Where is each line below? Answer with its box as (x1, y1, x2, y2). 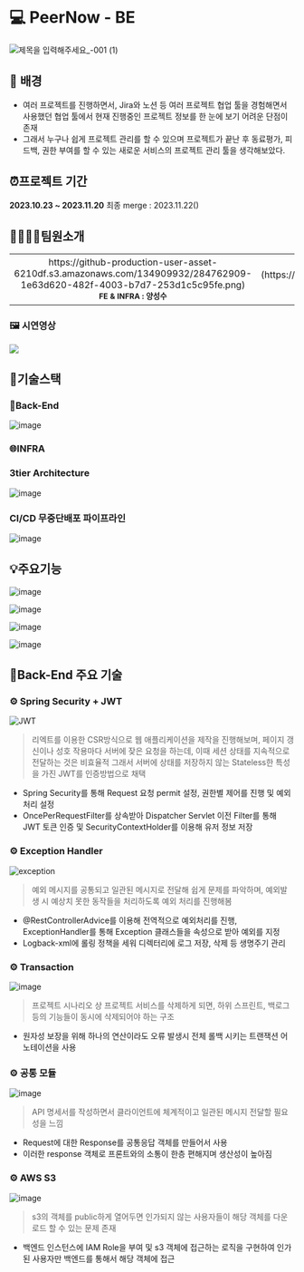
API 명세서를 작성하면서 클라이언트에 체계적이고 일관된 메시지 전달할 (31, 1107, 272, 1118)
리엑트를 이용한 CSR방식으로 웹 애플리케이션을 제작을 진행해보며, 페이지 (31, 734, 285, 745)
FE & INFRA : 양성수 (99, 291, 167, 302)
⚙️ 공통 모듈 (9, 1066, 57, 1079)
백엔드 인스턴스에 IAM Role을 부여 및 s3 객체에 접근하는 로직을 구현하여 (22, 1241, 275, 1252)
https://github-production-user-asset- (48, 256, 218, 268)
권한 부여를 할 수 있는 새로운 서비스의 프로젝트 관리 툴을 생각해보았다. (42, 144, 286, 155)
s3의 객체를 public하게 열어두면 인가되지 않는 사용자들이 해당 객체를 (31, 1211, 271, 1222)
